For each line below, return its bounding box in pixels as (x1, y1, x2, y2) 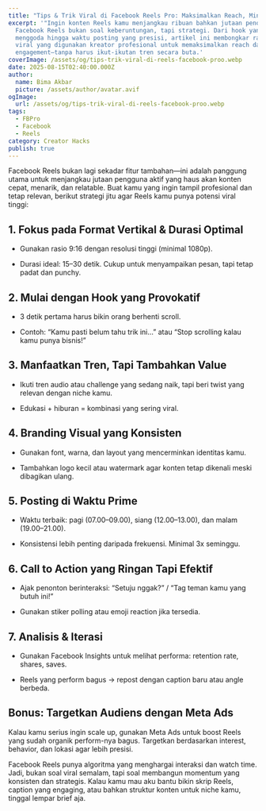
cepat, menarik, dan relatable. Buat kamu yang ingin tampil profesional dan (8, 183, 253, 193)
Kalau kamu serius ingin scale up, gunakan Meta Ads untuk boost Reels (8, 727, 241, 736)
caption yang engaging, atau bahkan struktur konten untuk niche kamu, (8, 785, 241, 794)
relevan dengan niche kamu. (19, 388, 112, 398)
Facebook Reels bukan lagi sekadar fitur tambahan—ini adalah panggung (8, 166, 247, 175)
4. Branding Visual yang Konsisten (8, 426, 182, 440)
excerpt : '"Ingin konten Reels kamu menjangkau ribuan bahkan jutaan (8, 19, 243, 27)
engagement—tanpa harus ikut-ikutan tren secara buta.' (15, 48, 203, 56)
